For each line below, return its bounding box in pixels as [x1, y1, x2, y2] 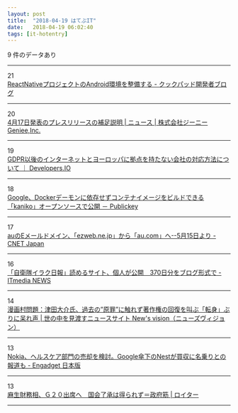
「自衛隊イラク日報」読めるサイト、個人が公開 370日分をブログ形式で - [7, 268, 222, 277]
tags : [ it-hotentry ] [7, 30, 69, 38]
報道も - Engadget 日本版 [7, 361, 81, 370]
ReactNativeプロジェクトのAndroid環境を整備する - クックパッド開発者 [7, 80, 215, 89]
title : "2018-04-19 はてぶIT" [7, 17, 97, 24]
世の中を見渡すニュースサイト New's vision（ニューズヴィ [43, 314, 213, 323]
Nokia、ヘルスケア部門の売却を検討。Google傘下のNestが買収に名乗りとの [7, 353, 227, 361]
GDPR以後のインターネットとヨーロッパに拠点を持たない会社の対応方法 [7, 155, 217, 163]
